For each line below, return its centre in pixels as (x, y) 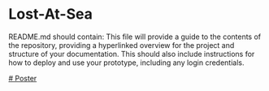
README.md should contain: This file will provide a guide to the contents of (135, 37)
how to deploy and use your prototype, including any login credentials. (127, 63)
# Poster (23, 78)
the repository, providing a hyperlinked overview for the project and (121, 45)
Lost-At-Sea (51, 14)
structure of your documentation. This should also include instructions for (132, 54)
